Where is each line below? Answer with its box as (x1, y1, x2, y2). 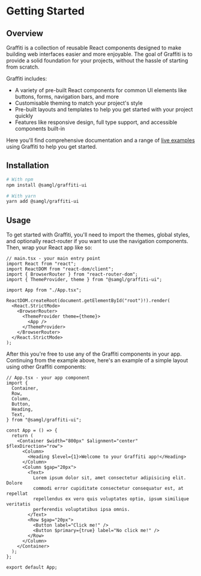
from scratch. (6, 63, 40, 70)
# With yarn (6, 193, 36, 199)
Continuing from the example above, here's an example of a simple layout (6, 357, 188, 364)
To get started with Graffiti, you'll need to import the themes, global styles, (6, 231, 190, 238)
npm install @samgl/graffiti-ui (6, 182, 87, 188)
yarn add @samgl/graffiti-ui (6, 199, 79, 205)
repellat (6, 491, 28, 497)
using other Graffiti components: (6, 363, 87, 371)
